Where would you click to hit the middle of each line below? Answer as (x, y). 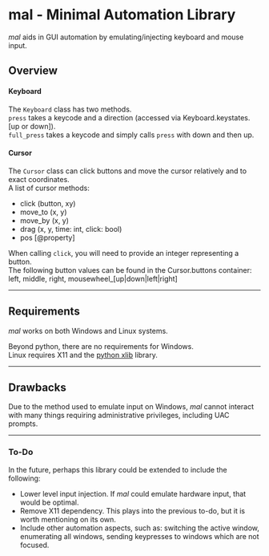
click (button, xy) (48, 203)
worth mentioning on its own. (68, 519)
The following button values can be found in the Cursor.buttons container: (130, 270)
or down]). (38, 126)
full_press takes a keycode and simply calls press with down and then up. (131, 135)
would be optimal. (49, 502)
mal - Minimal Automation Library (122, 15)
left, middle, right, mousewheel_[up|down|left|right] (93, 278)
